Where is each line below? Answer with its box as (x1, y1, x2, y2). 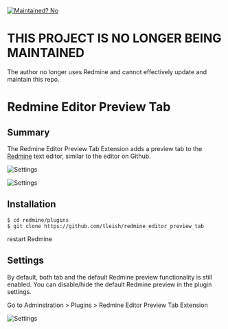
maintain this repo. (7, 75, 60, 83)
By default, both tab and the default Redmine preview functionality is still (7, 273, 213, 281)
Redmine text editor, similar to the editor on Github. (7, 152, 151, 160)
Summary (7, 126, 50, 138)
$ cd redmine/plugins (7, 216, 69, 223)
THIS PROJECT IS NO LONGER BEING (7, 31, 222, 46)
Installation (7, 198, 56, 210)
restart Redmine (7, 234, 53, 243)
